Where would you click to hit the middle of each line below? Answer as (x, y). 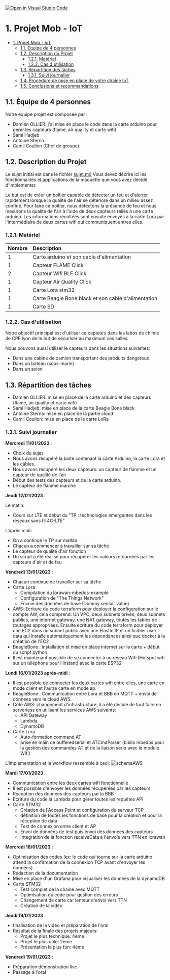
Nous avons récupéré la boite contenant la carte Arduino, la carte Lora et (89, 458)
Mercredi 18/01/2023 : (29, 847)
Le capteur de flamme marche (44, 486)
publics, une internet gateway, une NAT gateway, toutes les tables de (85, 620)
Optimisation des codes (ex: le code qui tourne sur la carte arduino (82, 857)
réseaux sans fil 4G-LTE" (39, 521)
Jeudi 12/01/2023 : (25, 496)
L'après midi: (19, 531)
